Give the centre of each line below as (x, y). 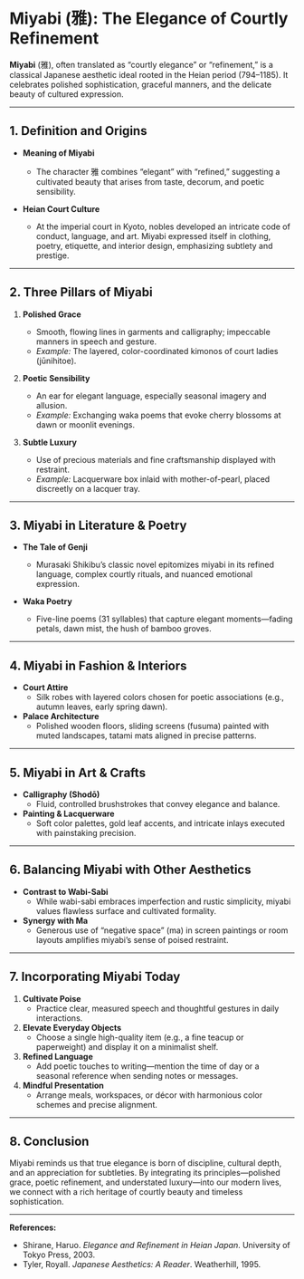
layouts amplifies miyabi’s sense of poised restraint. (132, 939)
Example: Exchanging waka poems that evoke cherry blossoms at (159, 415)
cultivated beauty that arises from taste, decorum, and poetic (150, 181)
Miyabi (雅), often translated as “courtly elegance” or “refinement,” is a (142, 64)
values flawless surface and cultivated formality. (126, 910)
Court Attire (45, 688)
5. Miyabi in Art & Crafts (78, 772)
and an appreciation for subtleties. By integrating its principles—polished (145, 1173)
